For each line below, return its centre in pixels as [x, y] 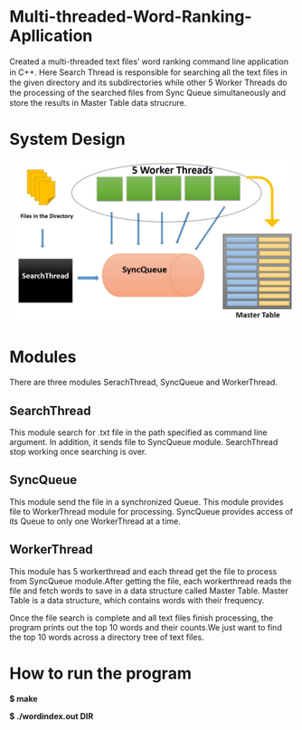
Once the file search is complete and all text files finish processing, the [142, 618]
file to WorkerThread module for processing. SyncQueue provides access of [151, 511]
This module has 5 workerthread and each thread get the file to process [143, 571]
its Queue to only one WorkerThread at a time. [95, 521]
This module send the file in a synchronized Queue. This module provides [146, 502]
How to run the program [100, 673]
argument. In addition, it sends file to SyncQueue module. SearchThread [144, 442]
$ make [24, 698]
